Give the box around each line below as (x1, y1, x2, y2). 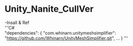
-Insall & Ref (4, 20, 30, 25)
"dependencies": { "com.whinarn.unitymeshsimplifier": (4, 30, 117, 36)
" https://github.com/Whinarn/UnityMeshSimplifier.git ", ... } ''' (4, 35, 128, 41)
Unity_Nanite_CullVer (4, 3, 94, 15)
